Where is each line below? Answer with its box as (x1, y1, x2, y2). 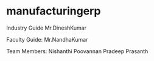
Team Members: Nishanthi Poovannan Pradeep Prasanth (6, 47, 149, 55)
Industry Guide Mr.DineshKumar (6, 24, 87, 31)
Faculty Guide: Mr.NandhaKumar (6, 36, 88, 43)
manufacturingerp (6, 4, 101, 18)
